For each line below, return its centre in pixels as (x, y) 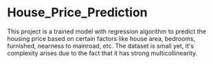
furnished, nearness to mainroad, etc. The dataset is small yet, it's (101, 46)
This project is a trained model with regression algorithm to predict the (106, 31)
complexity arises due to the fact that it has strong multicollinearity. (102, 53)
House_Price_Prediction (77, 13)
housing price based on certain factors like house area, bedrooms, (101, 38)
